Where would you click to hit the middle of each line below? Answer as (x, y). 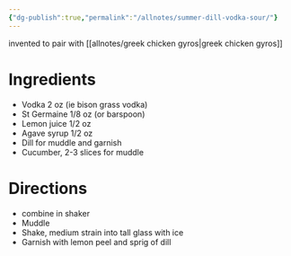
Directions (48, 188)
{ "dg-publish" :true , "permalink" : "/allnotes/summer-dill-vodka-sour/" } (143, 18)
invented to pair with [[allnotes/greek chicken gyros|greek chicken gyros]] (146, 43)
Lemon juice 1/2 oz (56, 123)
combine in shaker (56, 213)
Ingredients (52, 79)
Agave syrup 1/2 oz (57, 133)
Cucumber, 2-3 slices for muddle (83, 152)
